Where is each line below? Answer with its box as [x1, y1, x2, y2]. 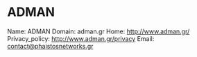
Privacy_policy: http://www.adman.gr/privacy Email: [7, 34, 155, 42]
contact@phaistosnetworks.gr [7, 42, 94, 50]
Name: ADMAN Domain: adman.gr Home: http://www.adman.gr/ [7, 27, 190, 35]
